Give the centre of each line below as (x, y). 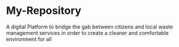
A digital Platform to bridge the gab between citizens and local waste (89, 27)
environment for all (29, 39)
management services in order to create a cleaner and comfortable (87, 32)
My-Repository (44, 11)
